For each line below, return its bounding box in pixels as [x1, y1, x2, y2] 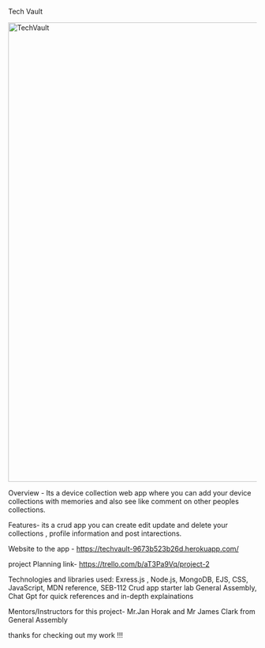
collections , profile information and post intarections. [8, 529, 182, 538]
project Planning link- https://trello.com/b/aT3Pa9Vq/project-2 [8, 559, 211, 568]
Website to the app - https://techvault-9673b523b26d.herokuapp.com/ [8, 544, 239, 553]
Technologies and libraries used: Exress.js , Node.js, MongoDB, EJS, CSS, [8, 575, 248, 584]
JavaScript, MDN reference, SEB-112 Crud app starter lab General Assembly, [8, 583, 257, 592]
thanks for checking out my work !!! [8, 631, 124, 639]
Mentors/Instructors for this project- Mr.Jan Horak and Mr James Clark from [8, 607, 256, 616]
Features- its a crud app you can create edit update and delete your [8, 521, 229, 529]
